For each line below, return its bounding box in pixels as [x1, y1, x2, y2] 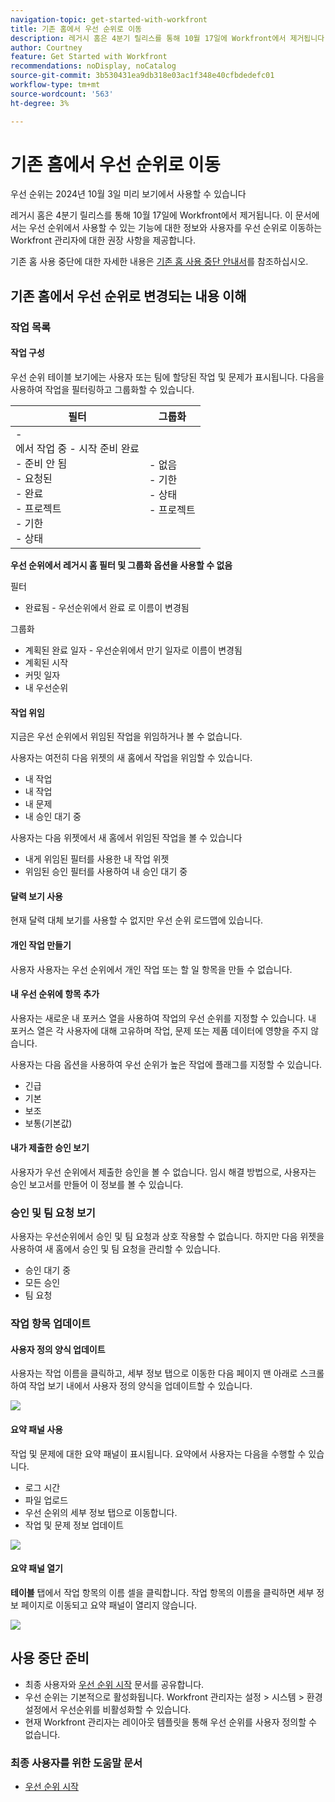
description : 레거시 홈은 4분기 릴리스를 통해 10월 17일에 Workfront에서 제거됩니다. [10, 33, 330, 43]
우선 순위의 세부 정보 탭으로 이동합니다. [24, 1506, 178, 1518]
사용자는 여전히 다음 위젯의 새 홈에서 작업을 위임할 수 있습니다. [10, 752, 253, 764]
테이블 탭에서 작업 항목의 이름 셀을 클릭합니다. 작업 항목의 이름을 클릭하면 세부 [10, 1586, 315, 1598]
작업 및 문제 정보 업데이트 [24, 1519, 125, 1531]
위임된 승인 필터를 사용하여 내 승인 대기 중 [24, 866, 188, 878]
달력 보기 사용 [10, 890, 63, 902]
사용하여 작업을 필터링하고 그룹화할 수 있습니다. [10, 383, 195, 395]
